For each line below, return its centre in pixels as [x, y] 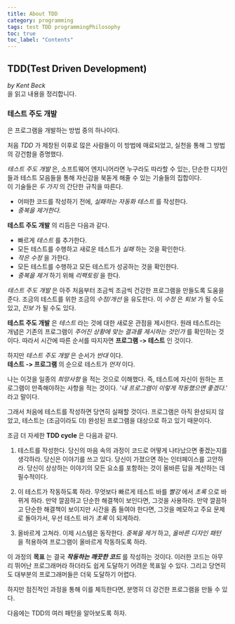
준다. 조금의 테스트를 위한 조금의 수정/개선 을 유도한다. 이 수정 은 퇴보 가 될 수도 [116, 299]
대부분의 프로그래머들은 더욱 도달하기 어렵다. [75, 575]
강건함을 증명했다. [39, 154]
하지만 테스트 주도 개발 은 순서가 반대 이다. [65, 355]
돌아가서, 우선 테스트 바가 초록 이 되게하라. [83, 518]
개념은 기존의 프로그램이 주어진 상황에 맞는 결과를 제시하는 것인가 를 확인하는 [112, 332]
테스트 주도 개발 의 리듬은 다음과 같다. [59, 225]
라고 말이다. [23, 397]
